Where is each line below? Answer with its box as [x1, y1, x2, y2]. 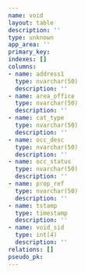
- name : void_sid [8, 223, 65, 232]
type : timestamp [15, 209, 68, 217]
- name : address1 [8, 70, 65, 78]
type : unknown [8, 33, 55, 42]
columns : [8, 63, 37, 71]
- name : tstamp [8, 201, 58, 209]
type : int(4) [15, 231, 58, 239]
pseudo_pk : [8, 253, 44, 260]
